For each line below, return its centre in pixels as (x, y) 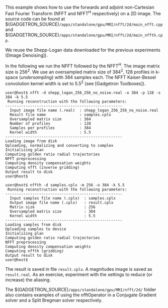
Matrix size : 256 (53, 207)
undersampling (36, 77)
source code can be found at (35, 19)
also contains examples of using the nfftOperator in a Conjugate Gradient (81, 295)
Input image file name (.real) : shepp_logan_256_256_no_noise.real (84, 110)
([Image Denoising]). (26, 55)
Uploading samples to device (36, 229)
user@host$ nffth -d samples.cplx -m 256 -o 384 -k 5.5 (65, 185)
